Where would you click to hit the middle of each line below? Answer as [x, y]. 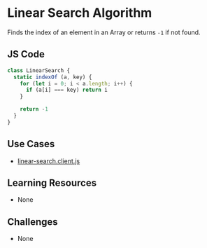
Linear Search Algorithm [80, 13]
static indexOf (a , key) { [53, 77]
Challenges [33, 222]
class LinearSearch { [39, 70]
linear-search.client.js [49, 161]
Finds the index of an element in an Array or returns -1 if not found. [104, 32]
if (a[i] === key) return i [67, 90]
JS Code [26, 54]
